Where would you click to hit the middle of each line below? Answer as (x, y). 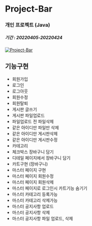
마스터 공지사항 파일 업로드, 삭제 (42, 218)
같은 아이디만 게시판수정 (35, 140)
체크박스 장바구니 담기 (33, 152)
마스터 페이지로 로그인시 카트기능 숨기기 (50, 188)
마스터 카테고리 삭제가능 (35, 200)
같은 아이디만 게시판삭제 (35, 133)
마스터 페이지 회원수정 (33, 176)
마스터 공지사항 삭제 (31, 212)
